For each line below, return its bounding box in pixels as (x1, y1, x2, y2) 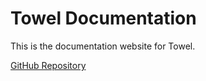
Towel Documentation (10, 7, 197, 30)
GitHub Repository (10, 59, 87, 71)
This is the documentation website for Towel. (10, 40, 196, 52)
